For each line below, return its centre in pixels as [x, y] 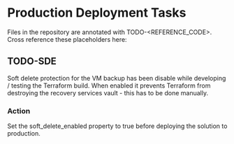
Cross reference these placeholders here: [67, 39]
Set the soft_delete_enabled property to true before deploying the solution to [117, 126]
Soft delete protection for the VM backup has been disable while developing [117, 78]
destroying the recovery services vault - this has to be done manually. [108, 93]
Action [19, 111]
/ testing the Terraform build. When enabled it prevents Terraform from [109, 86]
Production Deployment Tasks [97, 13]
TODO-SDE [32, 62]
